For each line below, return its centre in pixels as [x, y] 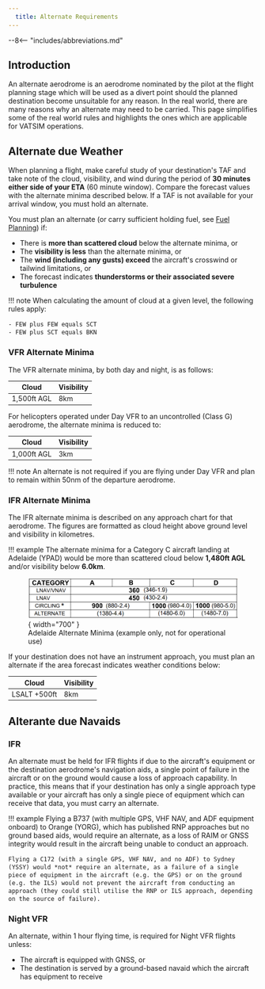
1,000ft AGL [32, 454]
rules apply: [27, 309]
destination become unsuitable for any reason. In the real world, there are [128, 101]
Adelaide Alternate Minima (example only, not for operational [127, 633]
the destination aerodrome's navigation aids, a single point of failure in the [129, 769]
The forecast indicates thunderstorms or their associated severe [127, 277]
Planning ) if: [28, 228]
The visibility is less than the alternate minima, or [100, 252]
